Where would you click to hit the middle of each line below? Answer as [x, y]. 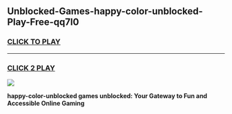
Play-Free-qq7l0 [43, 22]
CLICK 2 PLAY [31, 68]
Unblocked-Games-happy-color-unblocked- [105, 11]
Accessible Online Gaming [46, 103]
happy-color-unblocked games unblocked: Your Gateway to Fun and [107, 95]
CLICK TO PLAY [34, 42]
